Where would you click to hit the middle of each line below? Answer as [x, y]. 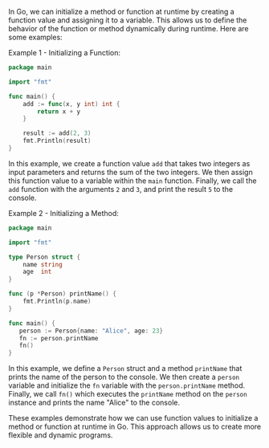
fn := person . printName [59, 338]
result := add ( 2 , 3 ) [57, 133]
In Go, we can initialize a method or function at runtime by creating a [121, 12]
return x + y [59, 112]
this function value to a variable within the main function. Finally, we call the [132, 181]
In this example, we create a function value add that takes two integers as [129, 163]
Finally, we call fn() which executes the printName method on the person [128, 394]
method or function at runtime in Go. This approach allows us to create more [135, 427]
